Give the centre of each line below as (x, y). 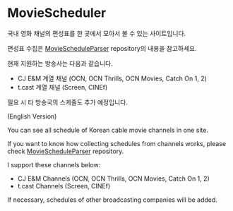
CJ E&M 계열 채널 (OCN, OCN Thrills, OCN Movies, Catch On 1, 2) (112, 78)
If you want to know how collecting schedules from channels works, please (117, 143)
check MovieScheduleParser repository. (66, 151)
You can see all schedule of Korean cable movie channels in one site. (108, 130)
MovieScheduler (57, 13)
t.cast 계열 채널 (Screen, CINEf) (62, 87)
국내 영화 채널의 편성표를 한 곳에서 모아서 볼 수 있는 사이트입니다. (97, 33)
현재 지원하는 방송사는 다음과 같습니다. (60, 63)
